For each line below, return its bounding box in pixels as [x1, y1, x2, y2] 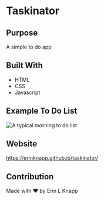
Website [6, 139, 37, 149]
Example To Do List [6, 106, 78, 116]
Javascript [14, 89, 41, 96]
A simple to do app [6, 43, 52, 50]
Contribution [6, 172, 54, 182]
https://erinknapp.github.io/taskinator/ [6, 154, 99, 162]
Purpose [6, 28, 38, 38]
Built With [6, 60, 43, 70]
